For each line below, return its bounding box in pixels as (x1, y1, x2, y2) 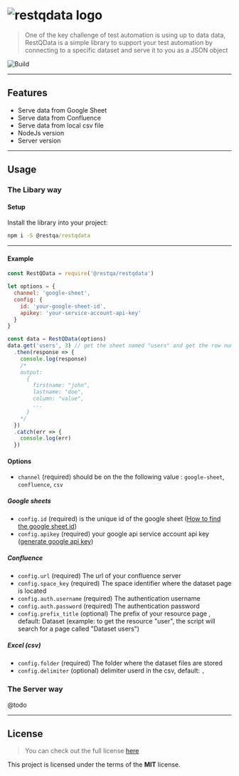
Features (7, 87, 48, 99)
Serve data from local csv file (17, 121, 105, 130)
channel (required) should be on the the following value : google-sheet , (17, 472, 225, 481)
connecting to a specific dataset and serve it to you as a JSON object (24, 46, 228, 54)
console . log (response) (20, 355, 87, 363)
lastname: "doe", (33, 388, 84, 395)
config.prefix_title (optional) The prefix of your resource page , (17, 609, 211, 618)
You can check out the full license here (24, 747, 139, 755)
